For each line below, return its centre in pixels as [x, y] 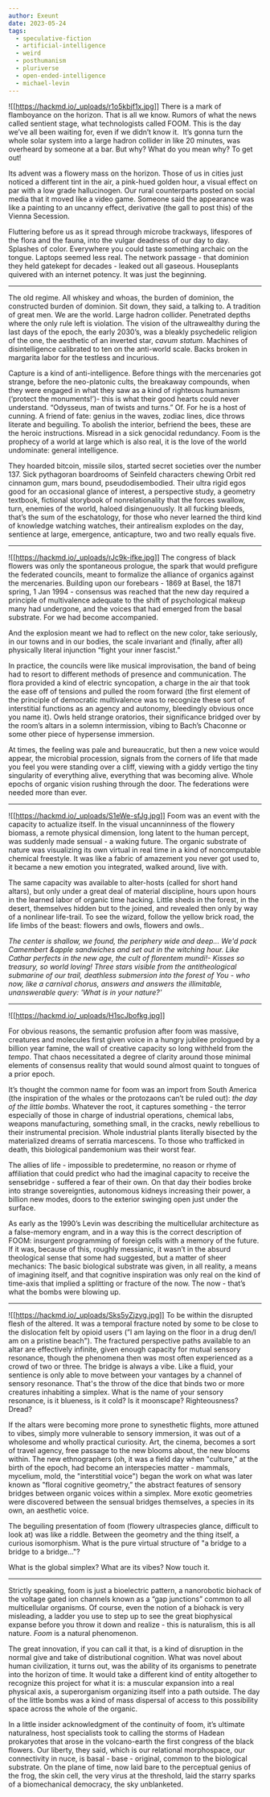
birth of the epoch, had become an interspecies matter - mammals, [119, 1468]
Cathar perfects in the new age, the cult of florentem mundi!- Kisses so [127, 958]
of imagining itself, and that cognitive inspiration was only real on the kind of [135, 1274]
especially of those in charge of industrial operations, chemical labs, [121, 1115]
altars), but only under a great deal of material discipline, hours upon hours [133, 891]
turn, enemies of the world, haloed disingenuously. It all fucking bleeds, [127, 508]
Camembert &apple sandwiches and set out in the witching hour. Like [124, 949]
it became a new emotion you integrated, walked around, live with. [118, 867]
